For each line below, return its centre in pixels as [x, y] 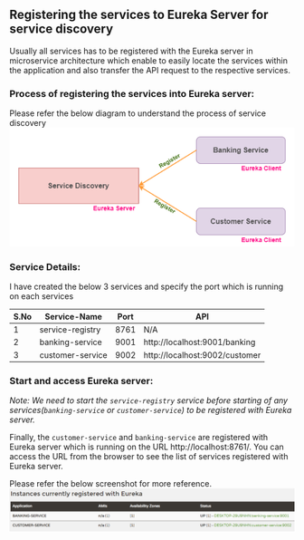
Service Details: [45, 266]
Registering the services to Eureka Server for [139, 15]
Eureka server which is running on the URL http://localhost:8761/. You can [147, 447]
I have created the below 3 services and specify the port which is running [147, 287]
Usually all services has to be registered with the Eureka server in [131, 51]
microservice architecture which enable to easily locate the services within [148, 60]
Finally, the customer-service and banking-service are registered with [139, 438]
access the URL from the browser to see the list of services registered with [149, 457]
